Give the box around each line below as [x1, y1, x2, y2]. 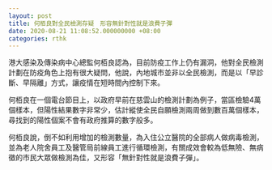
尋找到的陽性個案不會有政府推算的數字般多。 [8, 115, 158, 125]
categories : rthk [8, 34, 67, 43]
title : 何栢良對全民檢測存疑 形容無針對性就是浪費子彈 [8, 19, 172, 28]
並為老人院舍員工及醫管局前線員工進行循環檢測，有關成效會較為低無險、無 [8, 142, 257, 152]
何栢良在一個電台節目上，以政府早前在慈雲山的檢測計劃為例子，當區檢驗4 [8, 95, 255, 105]
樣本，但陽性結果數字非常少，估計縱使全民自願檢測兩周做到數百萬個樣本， [15, 105, 264, 115]
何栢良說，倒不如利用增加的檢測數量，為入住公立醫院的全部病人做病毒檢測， [8, 133, 264, 142]
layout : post [8, 11, 53, 20]
